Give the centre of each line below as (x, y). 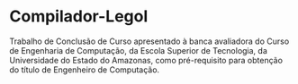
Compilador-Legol (79, 17)
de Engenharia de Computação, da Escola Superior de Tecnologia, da (139, 50)
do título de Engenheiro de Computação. (85, 70)
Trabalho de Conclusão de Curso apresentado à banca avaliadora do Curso (149, 41)
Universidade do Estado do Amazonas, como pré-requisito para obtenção (146, 60)
